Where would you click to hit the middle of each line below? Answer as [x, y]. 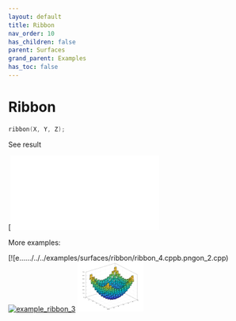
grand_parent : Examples [48, 59]
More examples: [34, 243]
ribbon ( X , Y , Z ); [37, 129]
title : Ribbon [32, 25]
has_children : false [42, 42]
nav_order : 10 [32, 33]
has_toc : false [33, 67]
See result [25, 144]
